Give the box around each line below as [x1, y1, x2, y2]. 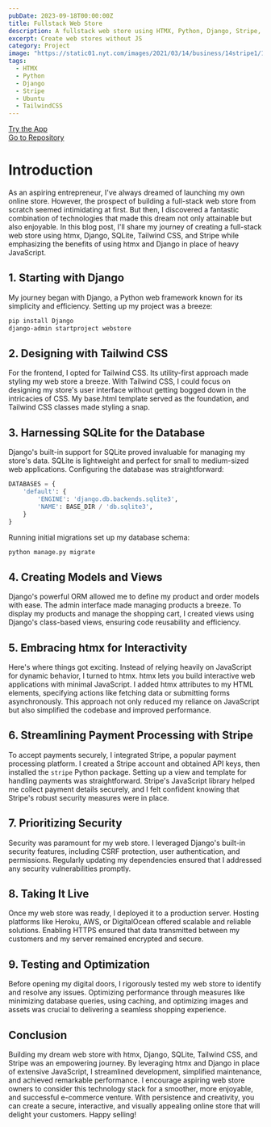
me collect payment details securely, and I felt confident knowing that [8, 784, 240, 794]
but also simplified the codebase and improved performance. [8, 705, 211, 715]
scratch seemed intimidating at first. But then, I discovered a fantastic [8, 205, 240, 215]
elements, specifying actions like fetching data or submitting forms [8, 688, 230, 697]
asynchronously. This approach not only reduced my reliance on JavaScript [8, 696, 260, 706]
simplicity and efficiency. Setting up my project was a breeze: [8, 301, 213, 311]
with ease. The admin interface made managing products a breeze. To [8, 600, 242, 610]
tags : [8, 57, 27, 65]
